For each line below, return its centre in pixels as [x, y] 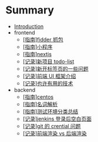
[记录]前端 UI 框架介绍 [49, 76]
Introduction [29, 26]
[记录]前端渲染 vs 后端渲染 [55, 133]
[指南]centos [38, 96]
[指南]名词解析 [40, 104]
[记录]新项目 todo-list [48, 61]
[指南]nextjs [37, 54]
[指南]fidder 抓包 [43, 39]
